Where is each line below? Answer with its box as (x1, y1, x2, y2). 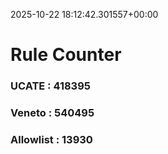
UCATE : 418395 (10, 79, 91, 93)
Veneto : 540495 (10, 106, 95, 120)
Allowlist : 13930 (10, 132, 93, 146)
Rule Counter (10, 44, 122, 66)
